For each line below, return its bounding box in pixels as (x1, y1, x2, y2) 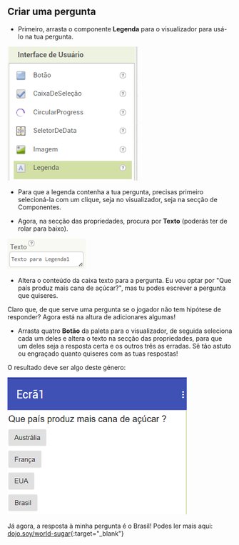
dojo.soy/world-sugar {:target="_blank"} (7, 529, 125, 538)
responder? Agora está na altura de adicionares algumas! (7, 312, 176, 321)
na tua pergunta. (24, 32, 73, 41)
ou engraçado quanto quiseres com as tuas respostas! (17, 349, 178, 358)
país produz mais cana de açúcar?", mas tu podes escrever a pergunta (17, 284, 226, 292)
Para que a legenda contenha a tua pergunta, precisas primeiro (17, 187, 204, 196)
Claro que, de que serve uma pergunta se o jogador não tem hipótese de (7, 305, 221, 314)
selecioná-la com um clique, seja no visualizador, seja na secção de (17, 195, 218, 204)
